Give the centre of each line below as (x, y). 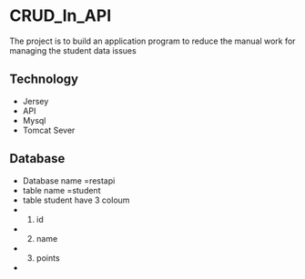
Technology (44, 80)
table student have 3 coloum (76, 200)
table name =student (61, 190)
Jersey (36, 101)
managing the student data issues (73, 50)
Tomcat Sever (49, 130)
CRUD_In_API (61, 16)
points (48, 258)
